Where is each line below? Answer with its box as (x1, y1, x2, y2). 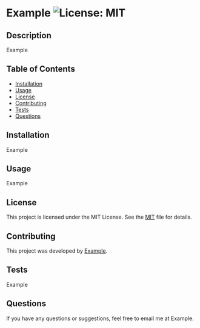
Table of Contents (6, 64, 76, 74)
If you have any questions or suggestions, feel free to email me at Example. (6, 315, 194, 322)
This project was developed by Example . (6, 247, 108, 255)
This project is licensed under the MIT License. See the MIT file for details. (6, 213, 192, 221)
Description (6, 30, 52, 41)
